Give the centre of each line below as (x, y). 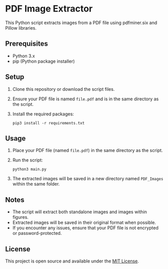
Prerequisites (27, 44)
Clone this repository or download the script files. (63, 89)
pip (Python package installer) (44, 61)
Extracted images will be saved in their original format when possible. (84, 223)
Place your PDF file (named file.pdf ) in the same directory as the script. (88, 151)
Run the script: (28, 160)
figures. (20, 217)
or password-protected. (37, 233)
